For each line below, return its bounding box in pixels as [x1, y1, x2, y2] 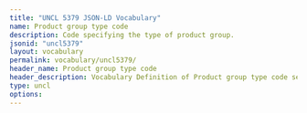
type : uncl [9, 81, 51, 90]
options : [9, 89, 43, 98]
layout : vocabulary [9, 47, 84, 56]
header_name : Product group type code [9, 65, 157, 74]
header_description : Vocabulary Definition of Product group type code [9, 73, 288, 82]
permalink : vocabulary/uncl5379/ [9, 56, 137, 65]
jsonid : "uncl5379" [9, 38, 84, 48]
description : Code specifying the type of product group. [9, 30, 235, 39]
